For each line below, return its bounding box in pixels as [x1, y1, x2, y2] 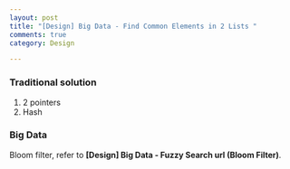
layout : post [9, 13, 59, 23]
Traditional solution [9, 76, 97, 89]
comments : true [9, 30, 67, 39]
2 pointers [22, 97, 62, 108]
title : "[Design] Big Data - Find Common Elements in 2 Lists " [9, 22, 257, 31]
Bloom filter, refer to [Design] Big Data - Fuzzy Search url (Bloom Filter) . [9, 149, 282, 160]
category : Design [9, 38, 75, 48]
